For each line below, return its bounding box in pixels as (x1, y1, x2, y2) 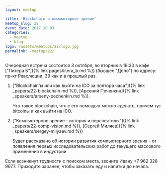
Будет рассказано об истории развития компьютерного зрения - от (12, 138, 157, 144)
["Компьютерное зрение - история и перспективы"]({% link (12, 117, 139, 123)
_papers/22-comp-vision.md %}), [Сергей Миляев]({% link (12, 123, 135, 129)
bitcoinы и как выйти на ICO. (12, 108, 73, 114)
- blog (9, 39, 23, 45)
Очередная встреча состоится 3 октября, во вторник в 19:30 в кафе (5, 62, 150, 68)
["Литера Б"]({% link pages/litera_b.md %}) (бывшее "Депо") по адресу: (5, 68, 157, 74)
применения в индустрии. (12, 148, 68, 154)
